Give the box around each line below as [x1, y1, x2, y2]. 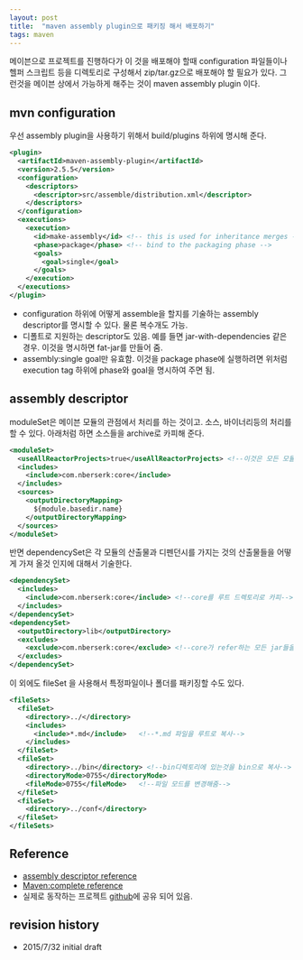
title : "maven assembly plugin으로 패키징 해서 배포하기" [9, 22, 215, 31]
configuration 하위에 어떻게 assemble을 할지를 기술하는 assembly [22, 308, 259, 318]
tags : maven [9, 30, 54, 39]
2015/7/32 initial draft [22, 941, 102, 952]
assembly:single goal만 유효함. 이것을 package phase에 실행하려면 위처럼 [22, 353, 289, 364]
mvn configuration [9, 105, 116, 120]
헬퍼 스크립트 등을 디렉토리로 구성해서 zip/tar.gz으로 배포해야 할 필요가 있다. [9, 67, 278, 78]
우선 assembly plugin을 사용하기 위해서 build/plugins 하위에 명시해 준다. [9, 130, 267, 141]
